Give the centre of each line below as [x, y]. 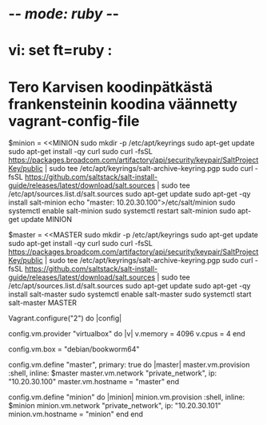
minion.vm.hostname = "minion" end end [76, 414]
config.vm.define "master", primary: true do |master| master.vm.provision [129, 365]
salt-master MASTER [43, 303]
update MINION [47, 220]
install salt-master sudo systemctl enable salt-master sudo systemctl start [130, 294]
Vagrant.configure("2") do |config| [65, 318]
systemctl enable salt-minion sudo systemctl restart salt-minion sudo [122, 211]
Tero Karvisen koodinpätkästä [111, 87]
